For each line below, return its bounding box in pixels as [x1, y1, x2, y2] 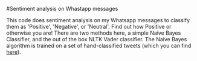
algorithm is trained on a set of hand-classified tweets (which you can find [6, 42, 192, 49]
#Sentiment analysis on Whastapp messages [6, 5, 118, 12]
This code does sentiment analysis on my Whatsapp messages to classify [6, 17, 190, 23]
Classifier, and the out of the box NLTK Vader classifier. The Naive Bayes [6, 36, 187, 42]
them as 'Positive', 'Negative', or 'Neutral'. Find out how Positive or [6, 23, 172, 30]
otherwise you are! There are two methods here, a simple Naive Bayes [6, 29, 181, 36]
